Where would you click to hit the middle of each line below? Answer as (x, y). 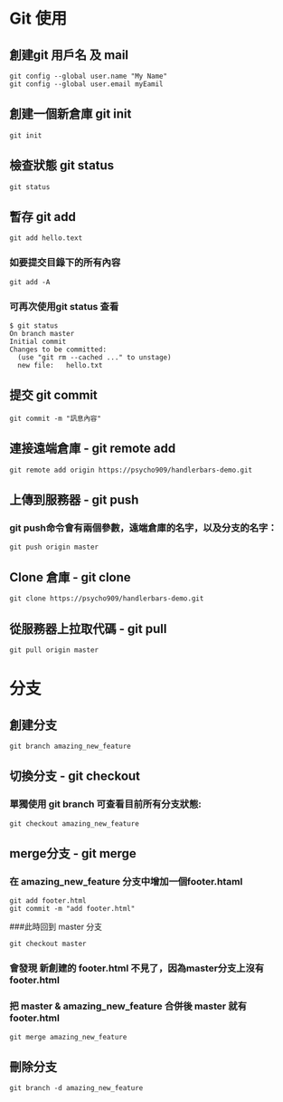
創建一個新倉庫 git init (71, 114)
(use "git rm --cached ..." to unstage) (94, 358)
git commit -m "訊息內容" (56, 418)
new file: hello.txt (60, 366)
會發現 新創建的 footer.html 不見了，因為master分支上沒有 (137, 968)
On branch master (42, 334)
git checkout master (48, 944)
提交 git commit (53, 395)
